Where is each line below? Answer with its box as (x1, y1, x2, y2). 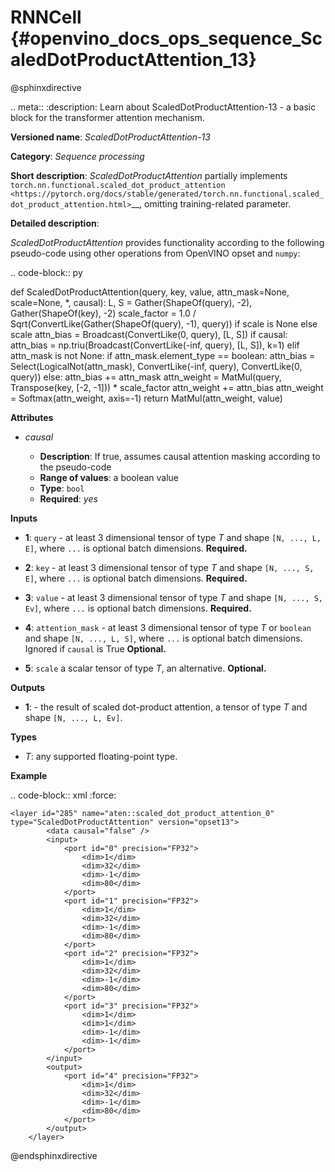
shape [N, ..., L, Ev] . (24, 711, 123, 723)
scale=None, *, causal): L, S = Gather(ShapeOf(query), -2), (10, 296, 253, 308)
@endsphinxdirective (10, 1149, 98, 1161)
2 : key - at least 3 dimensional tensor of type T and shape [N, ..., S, (24, 561, 315, 573)
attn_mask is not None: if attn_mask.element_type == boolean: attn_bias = (10, 349, 316, 361)
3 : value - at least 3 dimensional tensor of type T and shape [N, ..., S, (24, 591, 324, 603)
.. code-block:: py (10, 266, 83, 278)
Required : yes (39, 492, 98, 505)
